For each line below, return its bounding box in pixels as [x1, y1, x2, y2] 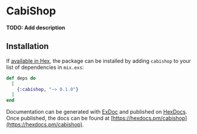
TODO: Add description [6, 24, 66, 31]
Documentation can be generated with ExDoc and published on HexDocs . [6, 108, 187, 115]
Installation [6, 41, 49, 51]
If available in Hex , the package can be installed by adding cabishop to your [6, 57, 191, 64]
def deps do [6, 75, 36, 81]
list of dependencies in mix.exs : [6, 63, 84, 71]
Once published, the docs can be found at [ [6, 115, 113, 122]
